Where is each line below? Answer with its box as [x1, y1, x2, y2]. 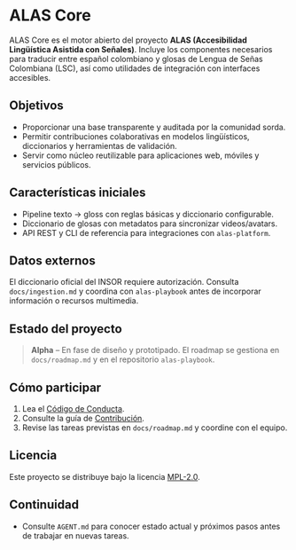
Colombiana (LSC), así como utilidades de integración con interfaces [9, 63, 261, 74]
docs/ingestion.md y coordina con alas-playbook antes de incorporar [9, 286, 261, 297]
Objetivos [9, 98, 64, 114]
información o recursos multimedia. [9, 295, 139, 306]
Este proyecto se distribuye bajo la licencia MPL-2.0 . [9, 471, 201, 482]
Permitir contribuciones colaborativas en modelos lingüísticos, [21, 130, 250, 142]
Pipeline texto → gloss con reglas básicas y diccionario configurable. [21, 208, 275, 219]
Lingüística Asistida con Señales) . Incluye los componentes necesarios [9, 43, 273, 54]
